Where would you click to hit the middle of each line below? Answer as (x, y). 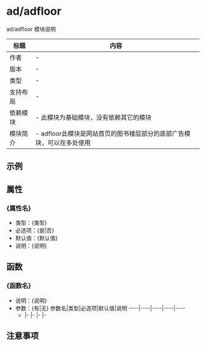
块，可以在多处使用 (63, 142)
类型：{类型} (31, 223)
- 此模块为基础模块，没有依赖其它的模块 (93, 117)
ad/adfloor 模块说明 (31, 29)
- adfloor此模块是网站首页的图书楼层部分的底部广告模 (113, 133)
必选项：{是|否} (35, 231)
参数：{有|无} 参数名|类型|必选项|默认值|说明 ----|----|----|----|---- (100, 308)
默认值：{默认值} (36, 238)
